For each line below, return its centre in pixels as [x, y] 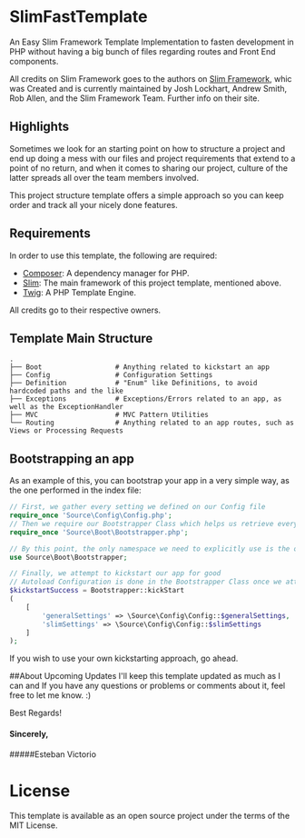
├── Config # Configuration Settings [111, 375]
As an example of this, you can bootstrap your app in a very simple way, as [150, 481]
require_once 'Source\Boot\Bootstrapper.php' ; [99, 532]
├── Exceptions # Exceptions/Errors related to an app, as [146, 399]
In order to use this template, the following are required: [113, 255]
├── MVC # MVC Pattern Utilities [109, 415]
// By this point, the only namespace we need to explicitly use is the [150, 549]
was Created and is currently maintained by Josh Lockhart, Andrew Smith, [148, 88]
